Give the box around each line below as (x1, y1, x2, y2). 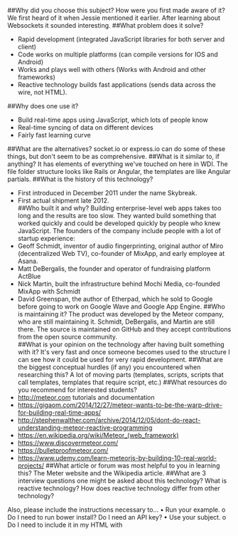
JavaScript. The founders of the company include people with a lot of (17, 227, 222, 234)
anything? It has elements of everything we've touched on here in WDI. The (7, 160, 229, 168)
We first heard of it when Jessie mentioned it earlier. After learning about (7, 14, 221, 22)
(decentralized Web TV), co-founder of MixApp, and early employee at (17, 249, 225, 257)
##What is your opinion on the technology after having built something (17, 340, 225, 349)
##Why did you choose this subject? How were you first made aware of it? (7, 6, 225, 14)
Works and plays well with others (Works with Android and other (17, 66, 206, 73)
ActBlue (17, 272, 41, 280)
